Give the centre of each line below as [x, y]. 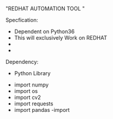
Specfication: [22, 20]
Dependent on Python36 [44, 31]
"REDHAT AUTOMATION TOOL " [45, 9]
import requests [34, 104]
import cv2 [27, 97]
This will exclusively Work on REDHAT [61, 38]
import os [26, 91]
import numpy [31, 85]
